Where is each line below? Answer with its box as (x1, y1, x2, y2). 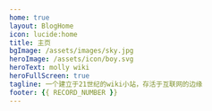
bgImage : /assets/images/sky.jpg (9, 47, 134, 55)
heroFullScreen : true (9, 72, 90, 81)
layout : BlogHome (9, 21, 74, 30)
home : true (9, 13, 50, 22)
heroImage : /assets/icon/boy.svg (9, 55, 134, 64)
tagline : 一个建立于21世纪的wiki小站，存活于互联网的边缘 (9, 80, 203, 89)
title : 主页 (9, 38, 51, 47)
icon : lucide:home (9, 30, 78, 38)
